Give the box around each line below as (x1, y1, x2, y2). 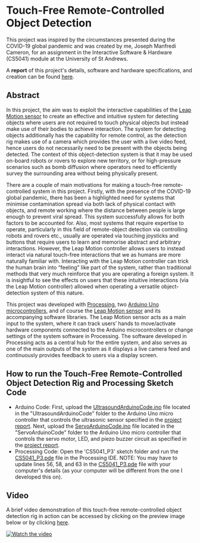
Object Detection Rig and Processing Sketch (6, 378, 174, 388)
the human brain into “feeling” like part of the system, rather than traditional (6, 263, 192, 271)
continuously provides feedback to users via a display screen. (6, 351, 158, 358)
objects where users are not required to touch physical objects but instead (6, 119, 189, 126)
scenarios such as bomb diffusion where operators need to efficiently (6, 163, 177, 170)
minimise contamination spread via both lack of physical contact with (6, 200, 176, 207)
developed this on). (14, 473, 62, 480)
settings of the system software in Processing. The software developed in (6, 332, 187, 339)
